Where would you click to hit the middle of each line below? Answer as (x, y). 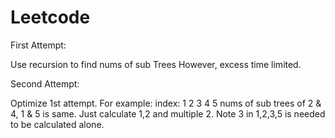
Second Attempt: (45, 83)
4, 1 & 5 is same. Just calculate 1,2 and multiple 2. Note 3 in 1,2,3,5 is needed (168, 113)
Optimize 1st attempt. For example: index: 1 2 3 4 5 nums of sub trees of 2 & (166, 103)
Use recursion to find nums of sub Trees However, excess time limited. (156, 64)
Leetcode (50, 17)
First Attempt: (38, 45)
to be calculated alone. (57, 124)
